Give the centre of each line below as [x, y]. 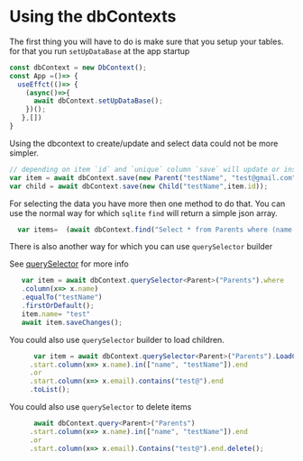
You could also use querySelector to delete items [101, 407]
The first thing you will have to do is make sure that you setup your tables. [147, 41]
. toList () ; [50, 390]
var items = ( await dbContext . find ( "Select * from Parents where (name [155, 230]
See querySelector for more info [69, 264]
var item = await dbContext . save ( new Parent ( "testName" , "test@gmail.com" [153, 177]
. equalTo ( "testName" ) [62, 298]
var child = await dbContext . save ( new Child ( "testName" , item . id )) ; [139, 186]
